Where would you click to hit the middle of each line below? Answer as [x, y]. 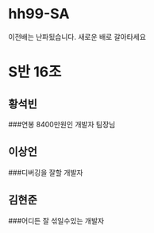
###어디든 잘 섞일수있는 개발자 [56, 220]
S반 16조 [35, 72]
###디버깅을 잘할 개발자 [46, 173]
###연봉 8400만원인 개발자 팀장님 [62, 124]
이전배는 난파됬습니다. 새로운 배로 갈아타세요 [77, 37]
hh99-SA [39, 14]
